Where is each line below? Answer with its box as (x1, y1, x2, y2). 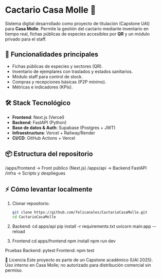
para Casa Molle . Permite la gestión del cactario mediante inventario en (5, 25, 149, 31)
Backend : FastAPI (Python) (12, 119, 67, 125)
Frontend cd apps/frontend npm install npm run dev (12, 238, 116, 244)
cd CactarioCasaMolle (12, 214, 56, 219)
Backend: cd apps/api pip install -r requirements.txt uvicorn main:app (12, 223, 151, 229)
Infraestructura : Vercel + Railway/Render (12, 129, 95, 136)
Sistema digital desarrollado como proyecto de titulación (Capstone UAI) (5, 21, 150, 26)
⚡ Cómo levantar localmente (5, 185, 92, 193)
